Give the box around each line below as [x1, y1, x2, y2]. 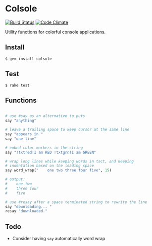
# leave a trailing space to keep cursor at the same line [5, 127, 130, 132]
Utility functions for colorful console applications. [5, 29, 106, 35]
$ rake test [5, 82, 30, 88]
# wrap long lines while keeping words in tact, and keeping [5, 159, 134, 164]
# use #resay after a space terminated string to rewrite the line [5, 200, 148, 205]
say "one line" [5, 136, 37, 141]
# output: [5, 177, 26, 182]
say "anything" [5, 118, 37, 123]
